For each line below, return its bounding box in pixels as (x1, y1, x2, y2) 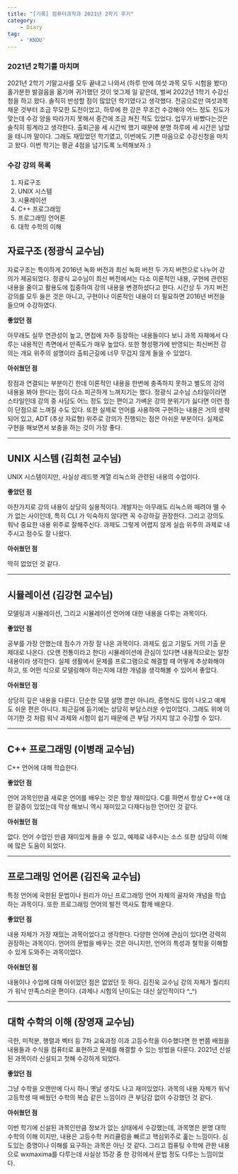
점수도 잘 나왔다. (25, 529, 72, 538)
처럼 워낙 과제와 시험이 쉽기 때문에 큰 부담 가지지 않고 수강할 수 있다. (33, 714, 222, 722)
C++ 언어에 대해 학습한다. (7, 763, 79, 772)
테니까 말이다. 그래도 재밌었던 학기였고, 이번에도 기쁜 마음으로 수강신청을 (14, 132, 215, 140)
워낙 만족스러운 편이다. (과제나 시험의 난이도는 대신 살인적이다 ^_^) (14, 987, 197, 995)
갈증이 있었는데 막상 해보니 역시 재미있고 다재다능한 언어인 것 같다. (14, 802, 198, 811)
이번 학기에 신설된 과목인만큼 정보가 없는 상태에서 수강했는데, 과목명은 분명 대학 (7, 1123, 227, 1131)
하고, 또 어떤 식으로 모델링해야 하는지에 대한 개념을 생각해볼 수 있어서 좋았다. (7, 666, 219, 675)
